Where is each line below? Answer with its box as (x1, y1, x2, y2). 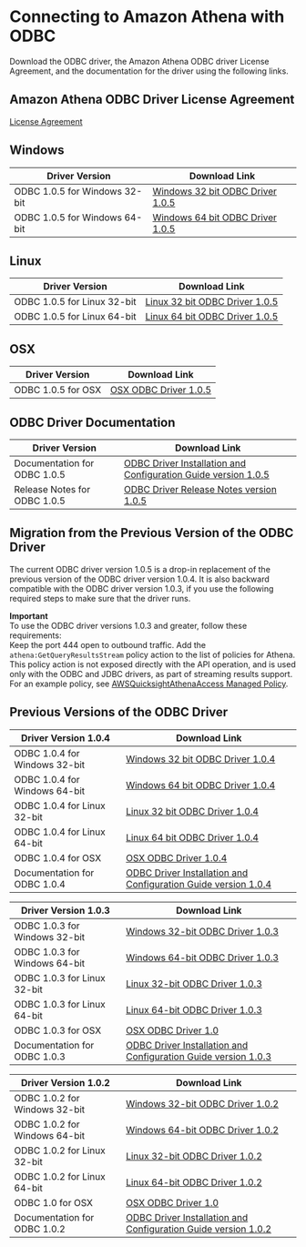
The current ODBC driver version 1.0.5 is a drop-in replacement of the (9, 563, 271, 574)
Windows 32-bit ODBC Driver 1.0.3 (126, 925, 280, 938)
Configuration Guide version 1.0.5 (123, 469, 270, 481)
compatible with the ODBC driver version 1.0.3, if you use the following (9, 583, 274, 593)
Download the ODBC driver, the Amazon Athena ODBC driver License (9, 56, 270, 66)
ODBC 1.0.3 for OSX (14, 1024, 102, 1037)
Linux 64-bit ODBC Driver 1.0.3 (126, 1003, 262, 1016)
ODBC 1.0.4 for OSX (14, 851, 102, 864)
